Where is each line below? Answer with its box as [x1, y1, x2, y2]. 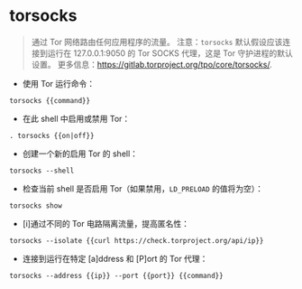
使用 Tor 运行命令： [22, 78, 96, 89]
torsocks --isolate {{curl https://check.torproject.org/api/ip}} [9, 236, 264, 245]
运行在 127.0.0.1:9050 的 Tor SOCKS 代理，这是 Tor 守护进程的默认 [47, 47, 293, 59]
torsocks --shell [9, 166, 75, 175]
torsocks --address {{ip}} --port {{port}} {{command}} [9, 271, 224, 280]
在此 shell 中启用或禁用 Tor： [22, 113, 131, 124]
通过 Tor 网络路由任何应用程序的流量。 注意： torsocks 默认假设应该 [31, 36, 283, 47]
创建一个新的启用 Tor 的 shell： [22, 148, 138, 159]
